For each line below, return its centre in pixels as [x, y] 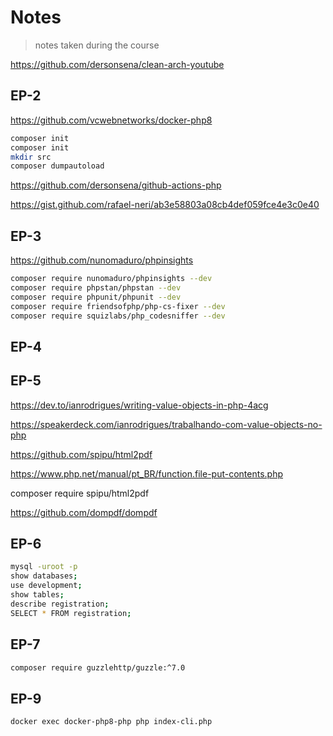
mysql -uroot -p [44, 567]
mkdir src [31, 157]
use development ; [46, 586]
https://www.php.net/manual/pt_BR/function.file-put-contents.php [146, 473]
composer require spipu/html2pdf [80, 493]
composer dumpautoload [57, 166]
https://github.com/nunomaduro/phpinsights [102, 260]
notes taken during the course [97, 45]
